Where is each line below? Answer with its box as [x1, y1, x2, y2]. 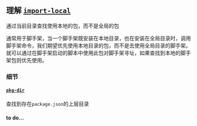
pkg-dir [6, 87, 25, 94]
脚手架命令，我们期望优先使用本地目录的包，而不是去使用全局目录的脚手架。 [6, 42, 191, 49]
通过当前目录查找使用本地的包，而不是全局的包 [6, 22, 119, 29]
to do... [6, 114, 25, 121]
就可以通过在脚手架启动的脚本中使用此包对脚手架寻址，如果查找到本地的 [6, 49, 181, 56]
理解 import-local [6, 5, 71, 16]
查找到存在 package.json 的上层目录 [6, 100, 89, 107]
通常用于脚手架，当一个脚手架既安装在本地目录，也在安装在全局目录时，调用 [6, 35, 191, 42]
